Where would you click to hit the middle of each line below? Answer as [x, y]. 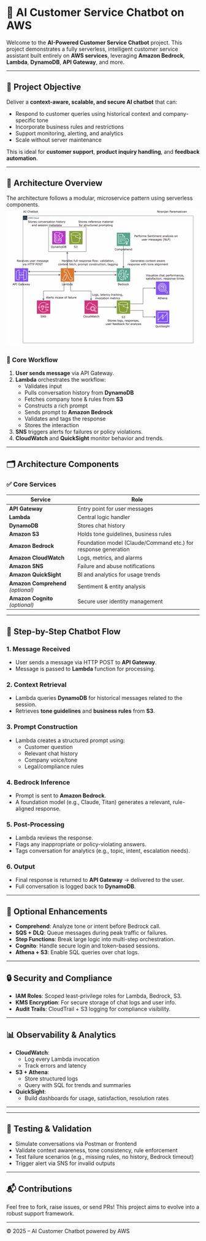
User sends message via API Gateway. [65, 373]
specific [25, 120]
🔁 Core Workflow [32, 360]
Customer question [48, 746]
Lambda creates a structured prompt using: [70, 740]
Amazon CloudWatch [37, 558]
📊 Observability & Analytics [61, 1035]
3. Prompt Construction [42, 727]
